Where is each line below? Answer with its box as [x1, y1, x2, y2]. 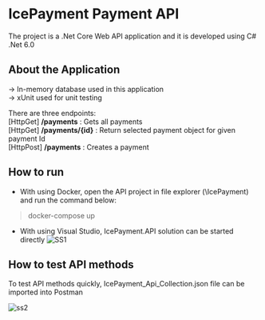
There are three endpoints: [8, 108, 97, 118]
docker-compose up [27, 210, 96, 220]
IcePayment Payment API [8, 5, 180, 23]
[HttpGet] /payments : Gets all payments [8, 117, 143, 126]
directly [19, 234, 45, 244]
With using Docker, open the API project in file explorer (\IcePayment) [19, 186, 249, 196]
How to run [8, 166, 65, 179]
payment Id [8, 134, 45, 143]
